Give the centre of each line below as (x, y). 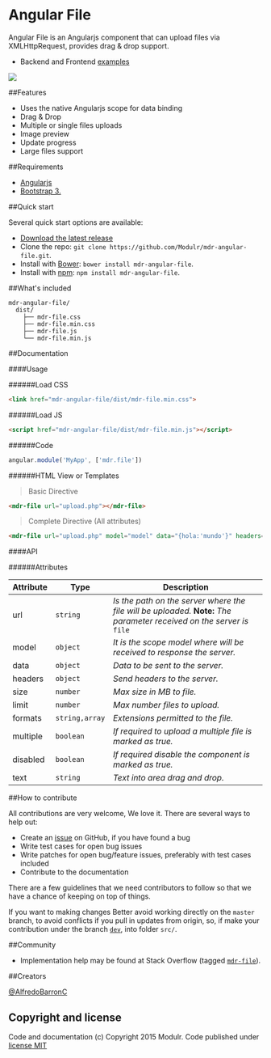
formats (27, 718)
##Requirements (36, 167)
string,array (80, 718)
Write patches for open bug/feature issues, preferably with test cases (135, 855)
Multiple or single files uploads (71, 125)
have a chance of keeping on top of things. (79, 896)
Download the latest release (67, 238)
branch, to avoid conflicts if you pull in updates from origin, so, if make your (134, 920)
